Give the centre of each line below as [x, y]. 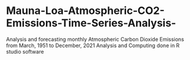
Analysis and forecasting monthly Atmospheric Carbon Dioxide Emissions [95, 39]
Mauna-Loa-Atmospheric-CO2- [85, 11]
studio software [25, 51]
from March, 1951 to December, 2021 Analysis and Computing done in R [93, 45]
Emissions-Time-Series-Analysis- [91, 23]
